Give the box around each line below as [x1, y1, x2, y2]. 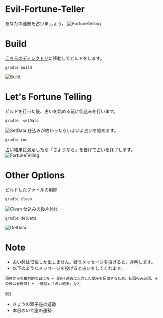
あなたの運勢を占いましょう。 [5, 20, 66, 26]
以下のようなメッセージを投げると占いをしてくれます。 [12, 265, 125, 271]
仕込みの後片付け [23, 206, 58, 212]
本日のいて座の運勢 [12, 307, 52, 313]
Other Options [5, 170, 65, 181]
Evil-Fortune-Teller [5, 3, 85, 15]
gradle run [5, 137, 28, 142]
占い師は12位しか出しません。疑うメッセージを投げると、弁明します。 [12, 259, 156, 265]
